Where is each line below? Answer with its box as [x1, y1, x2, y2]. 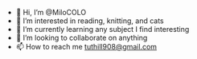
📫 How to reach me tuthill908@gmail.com [15, 42, 158, 51]
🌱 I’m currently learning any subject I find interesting [15, 25, 190, 33]
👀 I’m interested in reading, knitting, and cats [15, 16, 164, 26]
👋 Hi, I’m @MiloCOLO [15, 8, 87, 17]
